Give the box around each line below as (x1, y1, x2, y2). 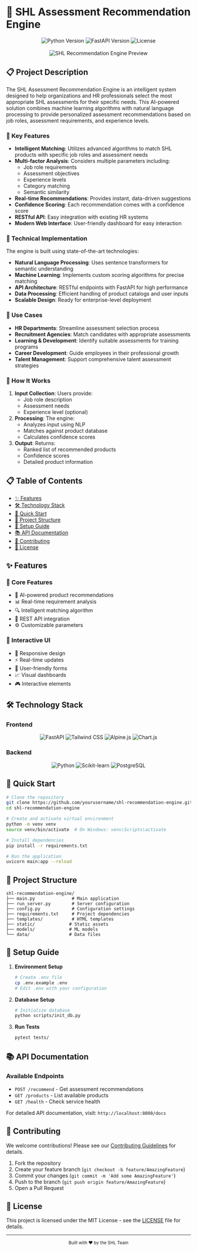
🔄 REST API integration (14, 615, 70, 622)
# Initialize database (14, 1007, 70, 1013)
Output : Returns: (14, 439, 56, 446)
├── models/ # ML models (6, 927, 98, 933)
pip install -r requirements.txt (6, 843, 88, 849)
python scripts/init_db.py (14, 1013, 81, 1019)
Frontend (6, 721, 33, 729)
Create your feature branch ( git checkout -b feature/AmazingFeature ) (14, 1165, 186, 1172)
